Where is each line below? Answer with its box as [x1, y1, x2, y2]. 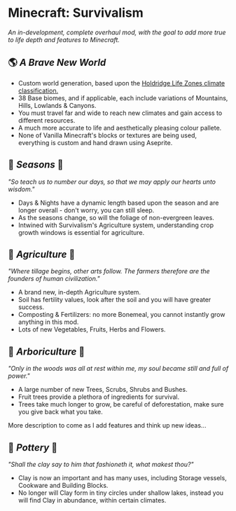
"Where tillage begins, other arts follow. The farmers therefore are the [8, 267, 210, 275]
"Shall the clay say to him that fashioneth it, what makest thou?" [8, 461, 195, 468]
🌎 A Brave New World [8, 57, 106, 69]
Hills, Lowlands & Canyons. [18, 101, 97, 109]
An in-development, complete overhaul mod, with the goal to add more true [8, 28, 226, 36]
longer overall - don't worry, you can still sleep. [18, 205, 155, 214]
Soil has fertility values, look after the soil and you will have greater [18, 296, 211, 304]
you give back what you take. [18, 408, 104, 416]
